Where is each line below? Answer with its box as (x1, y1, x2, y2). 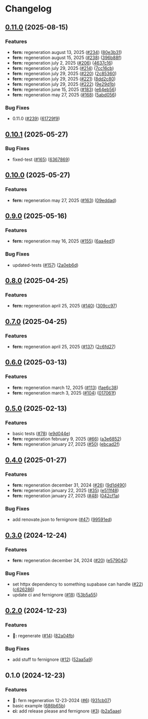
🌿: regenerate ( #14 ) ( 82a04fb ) (12, 632, 75, 638)
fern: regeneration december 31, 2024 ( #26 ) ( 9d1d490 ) (12, 482, 127, 488)
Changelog (5, 3, 52, 14)
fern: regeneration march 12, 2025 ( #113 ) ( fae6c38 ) (12, 384, 119, 390)
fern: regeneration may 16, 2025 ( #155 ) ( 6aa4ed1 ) (12, 238, 115, 244)
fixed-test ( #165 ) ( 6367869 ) (12, 156, 70, 162)
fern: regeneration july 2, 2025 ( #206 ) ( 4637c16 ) (12, 59, 113, 65)
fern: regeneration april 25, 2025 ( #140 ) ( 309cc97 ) (12, 303, 118, 309)
